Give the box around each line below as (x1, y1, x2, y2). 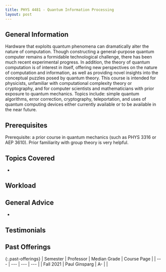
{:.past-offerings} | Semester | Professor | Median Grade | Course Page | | (5, 256, 156, 262)
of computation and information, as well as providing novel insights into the (5, 70, 159, 76)
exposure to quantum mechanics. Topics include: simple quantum (5, 91, 140, 97)
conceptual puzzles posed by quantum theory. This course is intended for (5, 75, 156, 81)
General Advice (5, 198, 54, 206)
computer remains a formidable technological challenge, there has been (5, 54, 152, 60)
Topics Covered (5, 154, 55, 162)
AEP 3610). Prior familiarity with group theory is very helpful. (5, 139, 129, 145)
